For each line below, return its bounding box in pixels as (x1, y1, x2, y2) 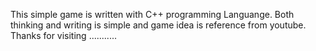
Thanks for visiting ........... (10, 30, 118, 41)
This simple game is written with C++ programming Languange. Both (10, 9, 295, 20)
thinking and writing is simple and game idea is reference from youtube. (10, 19, 307, 31)
